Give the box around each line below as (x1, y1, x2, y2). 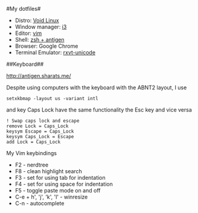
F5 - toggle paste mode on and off (14, 187, 101, 194)
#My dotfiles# (6, 5, 41, 12)
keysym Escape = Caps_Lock (6, 129, 74, 135)
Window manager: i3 (14, 24, 67, 30)
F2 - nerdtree (14, 161, 49, 168)
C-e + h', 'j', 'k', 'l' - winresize (14, 193, 88, 200)
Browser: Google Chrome (14, 42, 78, 49)
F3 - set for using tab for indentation (14, 174, 106, 181)
